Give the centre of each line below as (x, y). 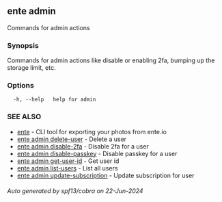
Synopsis (23, 45)
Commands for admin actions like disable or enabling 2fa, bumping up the (111, 60)
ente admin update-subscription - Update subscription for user (106, 175)
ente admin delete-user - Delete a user (72, 139)
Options (20, 86)
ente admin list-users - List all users (67, 168)
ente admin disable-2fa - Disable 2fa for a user (83, 146)
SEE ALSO (24, 117)
